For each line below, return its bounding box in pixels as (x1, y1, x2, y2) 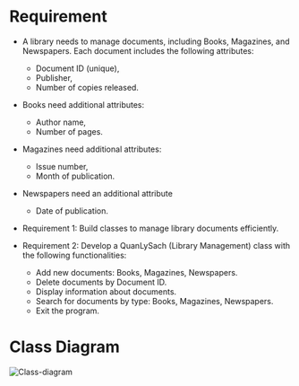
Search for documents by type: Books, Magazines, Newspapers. (35, 295, 274, 306)
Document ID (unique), (35, 63, 120, 74)
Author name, (35, 117, 87, 127)
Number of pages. (35, 126, 103, 136)
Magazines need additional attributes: (21, 144, 162, 154)
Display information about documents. (35, 285, 177, 297)
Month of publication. (35, 171, 115, 181)
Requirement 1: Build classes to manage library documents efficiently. (21, 223, 279, 233)
